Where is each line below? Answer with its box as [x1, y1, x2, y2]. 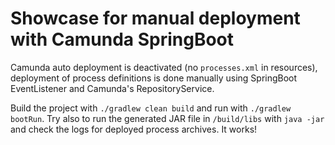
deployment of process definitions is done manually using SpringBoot [10, 72, 298, 84]
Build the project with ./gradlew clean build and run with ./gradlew [10, 102, 292, 114]
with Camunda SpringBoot [10, 28, 235, 51]
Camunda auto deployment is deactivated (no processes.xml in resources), [10, 61, 318, 73]
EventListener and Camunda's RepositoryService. [10, 82, 215, 94]
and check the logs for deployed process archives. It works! [10, 123, 258, 135]
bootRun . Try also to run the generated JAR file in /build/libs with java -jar [10, 112, 325, 124]
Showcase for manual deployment [10, 7, 301, 30]
